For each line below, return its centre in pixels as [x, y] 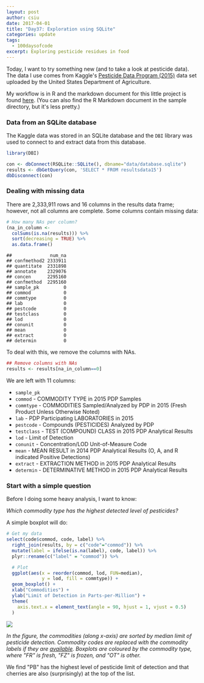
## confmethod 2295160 [37, 282]
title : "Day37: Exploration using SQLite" [61, 29]
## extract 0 [37, 335]
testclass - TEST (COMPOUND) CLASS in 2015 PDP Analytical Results [104, 431]
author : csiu [23, 18]
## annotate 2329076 [37, 271]
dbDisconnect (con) [30, 175]
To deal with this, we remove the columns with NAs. [71, 352]
